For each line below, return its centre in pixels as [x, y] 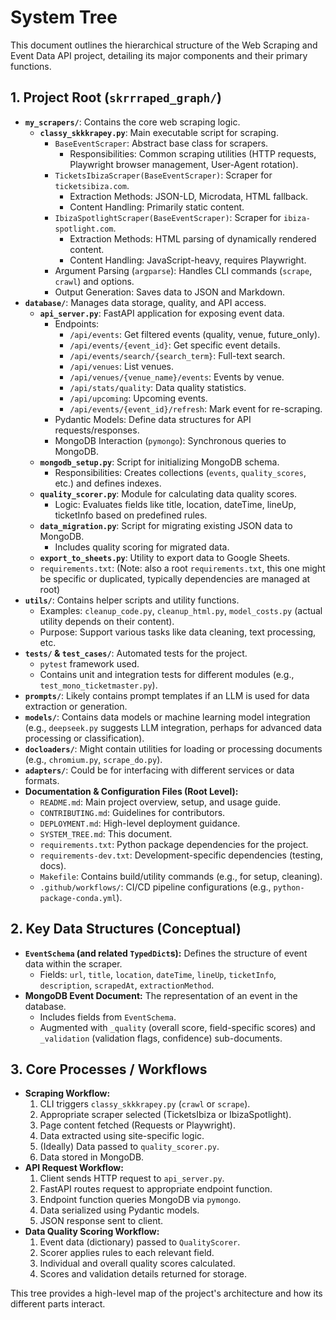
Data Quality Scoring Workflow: [92, 1232]
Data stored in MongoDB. [92, 1157]
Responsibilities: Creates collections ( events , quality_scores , [180, 472]
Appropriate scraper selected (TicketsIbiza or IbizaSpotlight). [165, 1115]
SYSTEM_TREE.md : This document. [106, 833]
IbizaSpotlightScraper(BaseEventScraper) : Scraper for [168, 217]
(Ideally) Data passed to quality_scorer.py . [129, 1147]
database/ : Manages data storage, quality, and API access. [145, 302]
